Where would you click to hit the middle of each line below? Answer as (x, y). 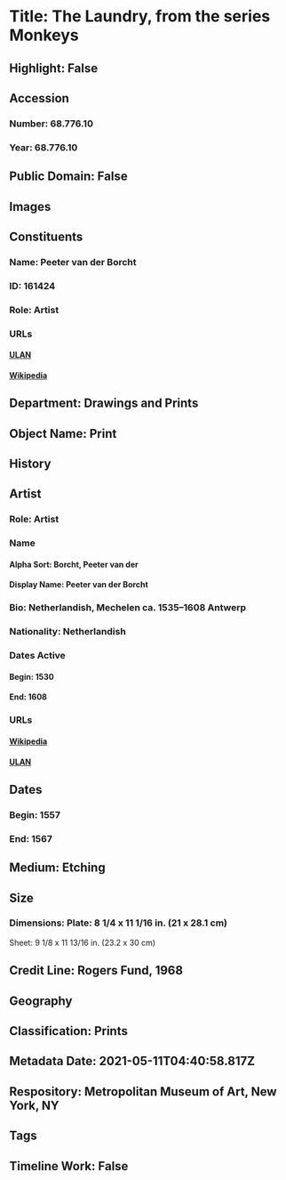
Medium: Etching (57, 868)
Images (30, 206)
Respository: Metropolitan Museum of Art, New (143, 1091)
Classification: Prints (69, 1031)
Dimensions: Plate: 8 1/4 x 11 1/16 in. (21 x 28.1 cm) (119, 923)
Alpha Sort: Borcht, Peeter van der (74, 564)
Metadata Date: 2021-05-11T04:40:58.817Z (132, 1061)
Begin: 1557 (35, 814)
